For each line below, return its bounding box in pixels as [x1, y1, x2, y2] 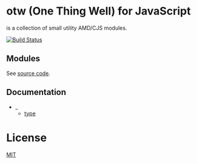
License [6, 131, 47, 145]
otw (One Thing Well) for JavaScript [6, 4, 191, 18]
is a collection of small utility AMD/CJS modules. [6, 24, 127, 31]
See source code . [6, 70, 50, 77]
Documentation [6, 87, 67, 97]
